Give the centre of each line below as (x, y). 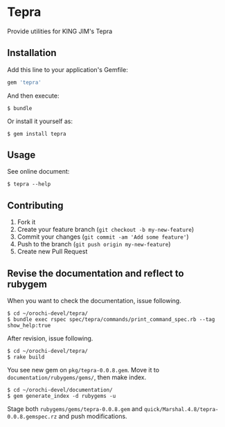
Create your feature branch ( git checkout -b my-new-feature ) (106, 230)
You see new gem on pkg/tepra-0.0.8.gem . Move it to (83, 370)
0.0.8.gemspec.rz (32, 417)
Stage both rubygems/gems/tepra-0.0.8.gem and (75, 409)
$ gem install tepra (37, 134)
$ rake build (26, 357)
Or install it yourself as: (40, 121)
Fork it (26, 222)
